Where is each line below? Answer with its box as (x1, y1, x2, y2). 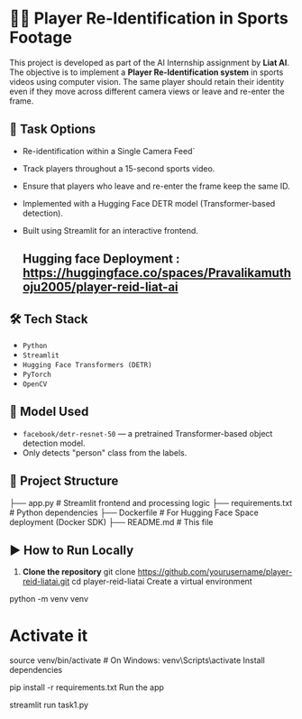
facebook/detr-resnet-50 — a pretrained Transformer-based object (22, 428, 273, 438)
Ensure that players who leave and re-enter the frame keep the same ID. (22, 180, 290, 191)
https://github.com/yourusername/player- (137, 567, 293, 577)
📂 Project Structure (9, 474, 119, 489)
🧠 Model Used (9, 404, 89, 419)
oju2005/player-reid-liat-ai (22, 280, 178, 295)
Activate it (9, 625, 88, 646)
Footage (9, 27, 72, 48)
